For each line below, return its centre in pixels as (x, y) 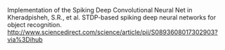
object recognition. (34, 25)
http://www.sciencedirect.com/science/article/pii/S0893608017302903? (112, 32)
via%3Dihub (25, 40)
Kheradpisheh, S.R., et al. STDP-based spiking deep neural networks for (112, 17)
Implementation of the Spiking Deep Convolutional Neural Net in (100, 10)
